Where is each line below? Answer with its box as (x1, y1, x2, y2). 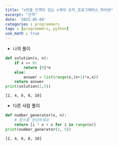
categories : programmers (5, 21, 60, 27)
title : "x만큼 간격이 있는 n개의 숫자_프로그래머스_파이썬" (5, 7, 113, 13)
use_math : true (5, 31, 40, 36)
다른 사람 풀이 (12, 102, 40, 109)
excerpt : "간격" (5, 12, 37, 17)
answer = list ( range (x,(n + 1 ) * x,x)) (23, 75, 99, 80)
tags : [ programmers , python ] (5, 26, 69, 31)
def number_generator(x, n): (5, 113, 67, 118)
